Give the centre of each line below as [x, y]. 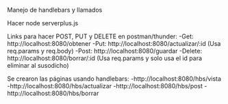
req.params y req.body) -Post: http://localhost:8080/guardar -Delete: [105, 51]
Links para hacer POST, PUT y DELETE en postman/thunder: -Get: [100, 36]
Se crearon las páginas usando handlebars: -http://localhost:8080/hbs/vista [114, 79]
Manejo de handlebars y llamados [55, 10]
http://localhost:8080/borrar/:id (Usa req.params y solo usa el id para [105, 58]
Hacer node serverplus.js [43, 23]
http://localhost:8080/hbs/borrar [53, 93]
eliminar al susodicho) [38, 65]
